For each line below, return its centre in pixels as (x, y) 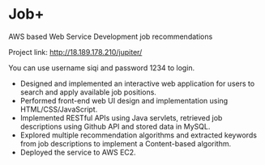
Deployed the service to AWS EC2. (78, 152)
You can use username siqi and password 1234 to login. (102, 68)
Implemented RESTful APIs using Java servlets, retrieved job (121, 117)
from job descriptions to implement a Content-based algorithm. (126, 143)
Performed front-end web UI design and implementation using (124, 100)
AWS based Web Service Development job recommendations (111, 36)
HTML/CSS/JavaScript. (59, 109)
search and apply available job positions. (88, 92)
